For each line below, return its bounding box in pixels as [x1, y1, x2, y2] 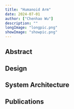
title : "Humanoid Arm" [5, 7, 51, 12]
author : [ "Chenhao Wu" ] [5, 16, 54, 21]
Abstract [5, 48, 33, 56]
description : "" [5, 20, 38, 26]
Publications [5, 97, 44, 106]
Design [5, 64, 27, 73]
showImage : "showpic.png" [5, 30, 57, 35]
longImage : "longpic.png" [5, 25, 57, 30]
